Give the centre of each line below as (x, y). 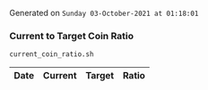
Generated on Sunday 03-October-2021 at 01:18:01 (104, 13)
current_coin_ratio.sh (52, 54)
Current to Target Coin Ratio (72, 36)
